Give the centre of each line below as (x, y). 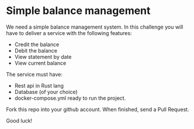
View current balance (40, 63)
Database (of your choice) (46, 92)
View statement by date (43, 57)
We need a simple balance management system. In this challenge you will (95, 27)
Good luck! (19, 120)
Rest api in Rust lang (39, 85)
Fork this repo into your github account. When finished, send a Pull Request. (98, 109)
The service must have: (34, 74)
